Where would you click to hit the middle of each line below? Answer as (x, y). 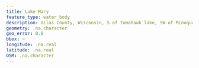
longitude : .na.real (32, 45)
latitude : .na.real (30, 50)
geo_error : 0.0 (25, 34)
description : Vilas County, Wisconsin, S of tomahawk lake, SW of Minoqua (100, 22)
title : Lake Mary (28, 12)
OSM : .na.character (30, 56)
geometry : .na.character (37, 28)
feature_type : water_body (38, 17)
